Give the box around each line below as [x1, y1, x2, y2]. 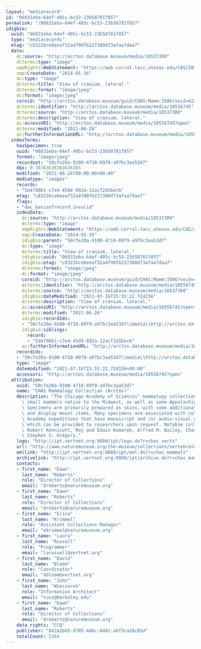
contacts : [16, 460, 41, 467]
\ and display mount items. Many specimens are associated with [21, 410, 186, 416]
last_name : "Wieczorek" [21, 583, 82, 589]
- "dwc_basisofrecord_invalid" [16, 204, 95, 210]
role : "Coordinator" [21, 566, 73, 573]
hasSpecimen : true [16, 142, 62, 149]
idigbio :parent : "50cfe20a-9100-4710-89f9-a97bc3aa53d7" [21, 238, 167, 244]
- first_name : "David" [16, 555, 73, 561]
